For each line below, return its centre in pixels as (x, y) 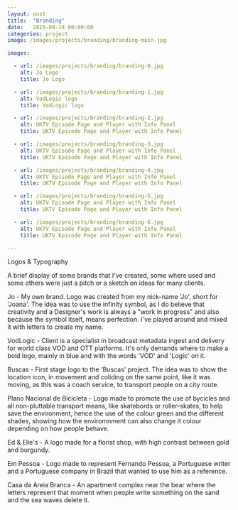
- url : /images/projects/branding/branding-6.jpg (88, 222)
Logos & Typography (38, 262)
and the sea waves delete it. (49, 500)
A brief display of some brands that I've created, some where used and (112, 276)
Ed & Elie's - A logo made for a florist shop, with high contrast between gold (118, 443)
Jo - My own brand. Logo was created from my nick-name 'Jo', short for (113, 297)
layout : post (27, 14)
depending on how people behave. (58, 429)
